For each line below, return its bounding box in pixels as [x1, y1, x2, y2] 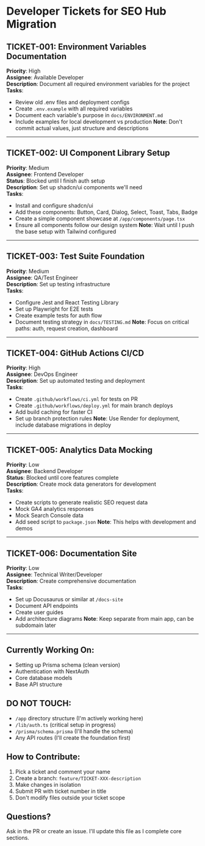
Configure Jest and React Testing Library [15, 298, 119, 306]
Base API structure [15, 681, 63, 688]
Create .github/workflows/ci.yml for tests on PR [15, 396, 138, 403]
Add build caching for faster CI [15, 408, 93, 416]
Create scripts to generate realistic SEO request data [15, 499, 148, 506]
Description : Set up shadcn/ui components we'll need [6, 183, 142, 190]
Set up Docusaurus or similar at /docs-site [15, 596, 123, 603]
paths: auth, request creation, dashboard [15, 325, 118, 332]
